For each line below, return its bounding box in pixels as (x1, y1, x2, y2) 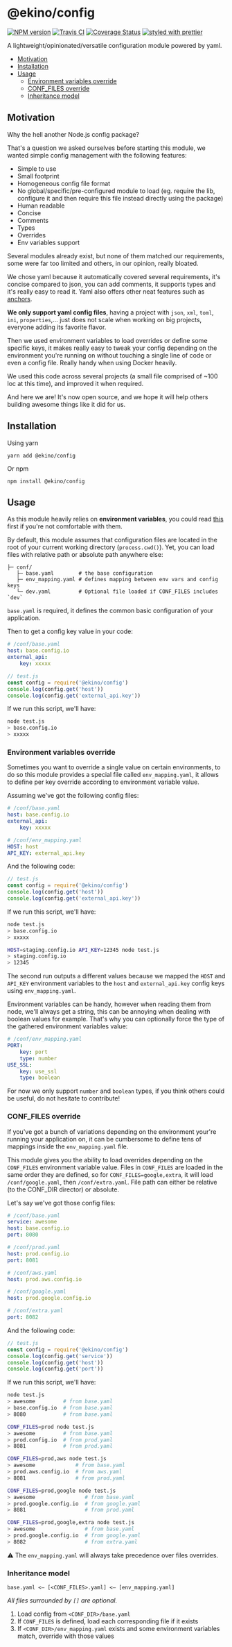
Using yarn (7, 439, 39, 447)
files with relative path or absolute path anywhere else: (7, 551, 163, 559)
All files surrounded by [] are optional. (7, 1596, 118, 1605)
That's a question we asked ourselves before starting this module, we (7, 144, 206, 152)
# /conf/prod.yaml (7, 1244, 60, 1251)
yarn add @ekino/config (7, 452, 76, 459)
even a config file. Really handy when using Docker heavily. (7, 358, 177, 367)
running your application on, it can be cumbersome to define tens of (7, 1135, 202, 1143)
